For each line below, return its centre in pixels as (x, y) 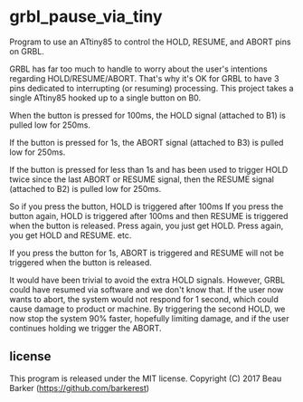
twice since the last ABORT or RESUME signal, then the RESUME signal (142, 179)
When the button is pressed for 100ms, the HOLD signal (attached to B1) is (148, 115)
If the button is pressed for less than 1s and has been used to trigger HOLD (149, 169)
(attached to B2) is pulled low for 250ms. (85, 188)
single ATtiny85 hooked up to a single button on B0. (105, 98)
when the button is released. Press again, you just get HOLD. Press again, (147, 225)
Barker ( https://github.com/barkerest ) (80, 388)
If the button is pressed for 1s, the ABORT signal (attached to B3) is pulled (147, 142)
